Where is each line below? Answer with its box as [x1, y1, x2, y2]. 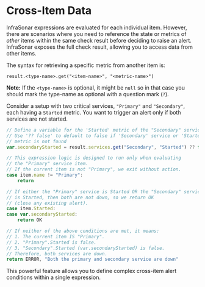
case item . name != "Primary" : [6, 172, 84, 179]
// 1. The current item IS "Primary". [6, 233, 105, 239]
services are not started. [6, 115, 68, 122]
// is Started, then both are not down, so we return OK [6, 194, 154, 200]
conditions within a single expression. [6, 274, 101, 281]
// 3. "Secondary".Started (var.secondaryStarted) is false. [6, 245, 165, 251]
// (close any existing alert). [6, 200, 88, 206]
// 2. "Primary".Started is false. [6, 239, 97, 246]
